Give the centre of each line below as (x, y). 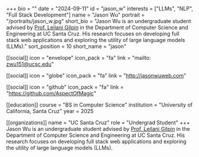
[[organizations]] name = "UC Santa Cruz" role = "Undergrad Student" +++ (98, 123)
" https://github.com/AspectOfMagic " (51, 93)
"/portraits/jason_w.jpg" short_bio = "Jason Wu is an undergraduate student (99, 21)
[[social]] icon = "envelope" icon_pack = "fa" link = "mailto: (79, 58)
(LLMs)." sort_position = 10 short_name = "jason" (66, 46)
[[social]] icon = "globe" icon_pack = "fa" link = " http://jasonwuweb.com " (96, 76)
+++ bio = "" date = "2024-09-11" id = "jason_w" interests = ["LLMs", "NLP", (100, 9)
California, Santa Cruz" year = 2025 (50, 111)
